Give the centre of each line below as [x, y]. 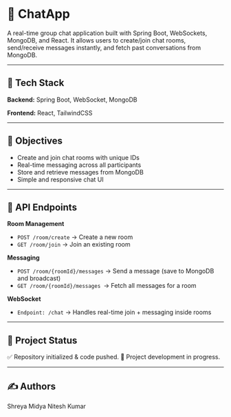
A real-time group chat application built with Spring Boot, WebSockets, [107, 33]
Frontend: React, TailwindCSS [50, 113]
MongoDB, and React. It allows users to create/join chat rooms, [97, 40]
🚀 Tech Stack [36, 83]
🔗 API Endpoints [42, 207]
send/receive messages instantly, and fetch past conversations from [104, 47]
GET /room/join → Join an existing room [74, 245]
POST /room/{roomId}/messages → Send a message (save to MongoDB [115, 271]
